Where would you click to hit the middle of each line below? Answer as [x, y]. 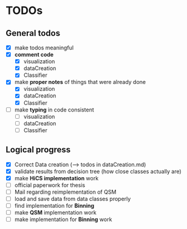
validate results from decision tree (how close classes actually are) [98, 171]
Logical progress [38, 150]
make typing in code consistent [54, 110]
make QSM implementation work [55, 213]
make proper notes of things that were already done [80, 82]
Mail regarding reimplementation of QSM [65, 192]
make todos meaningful [44, 48]
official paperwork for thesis [50, 185]
